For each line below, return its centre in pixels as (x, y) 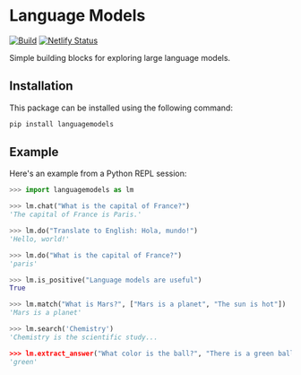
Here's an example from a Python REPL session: (98, 174)
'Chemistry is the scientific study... (84, 337)
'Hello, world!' (39, 239)
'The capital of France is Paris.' (76, 215)
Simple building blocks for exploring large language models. (120, 57)
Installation (41, 86)
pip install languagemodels (62, 124)
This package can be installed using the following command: (121, 108)
